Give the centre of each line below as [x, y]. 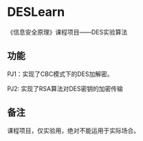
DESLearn [36, 12]
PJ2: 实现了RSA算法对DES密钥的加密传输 [65, 88]
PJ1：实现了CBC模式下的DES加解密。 [60, 74]
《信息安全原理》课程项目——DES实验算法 [67, 32]
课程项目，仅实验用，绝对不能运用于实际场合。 [73, 130]
